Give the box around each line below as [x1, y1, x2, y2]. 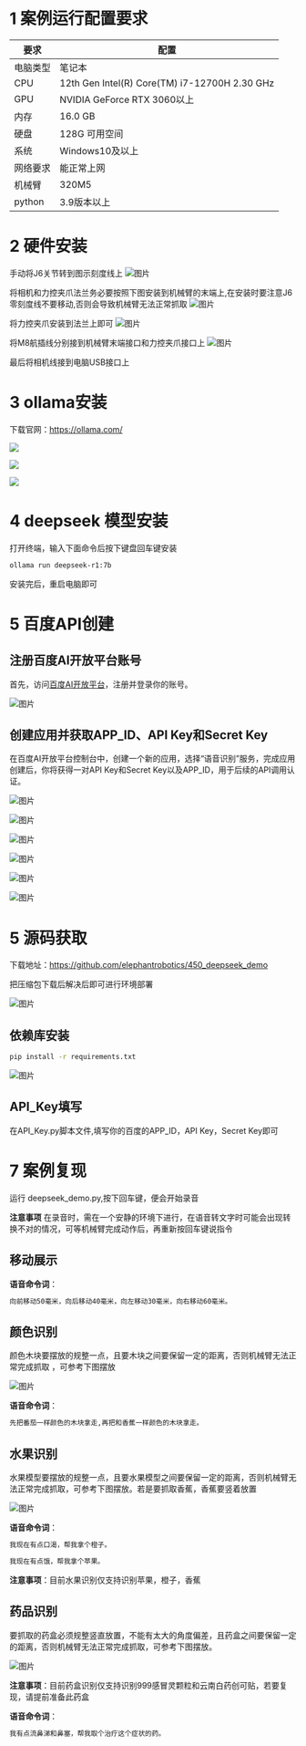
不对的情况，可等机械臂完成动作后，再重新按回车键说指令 [16, 1223, 233, 1234]
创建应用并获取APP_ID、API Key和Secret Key [9, 727, 269, 743]
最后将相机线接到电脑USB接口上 [9, 357, 130, 368]
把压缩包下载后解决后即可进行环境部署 [9, 979, 153, 990]
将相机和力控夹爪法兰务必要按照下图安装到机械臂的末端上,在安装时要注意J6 [9, 286, 293, 297]
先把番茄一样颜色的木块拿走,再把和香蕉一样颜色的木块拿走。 [9, 1419, 204, 1428]
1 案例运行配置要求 [9, 8, 148, 29]
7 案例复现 [9, 1160, 87, 1181]
